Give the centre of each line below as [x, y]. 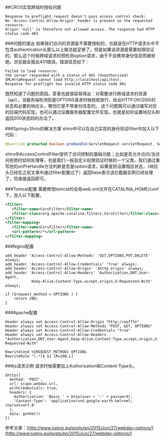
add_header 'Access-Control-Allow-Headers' [50, 273]
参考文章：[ [17, 428]
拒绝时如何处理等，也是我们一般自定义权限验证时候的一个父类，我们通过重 [84, 160]
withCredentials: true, [34, 388]
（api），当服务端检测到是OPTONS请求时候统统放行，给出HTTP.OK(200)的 [81, 100]
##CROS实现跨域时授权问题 [33, 7]
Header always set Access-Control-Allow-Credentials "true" [68, 330]
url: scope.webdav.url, [34, 384]
